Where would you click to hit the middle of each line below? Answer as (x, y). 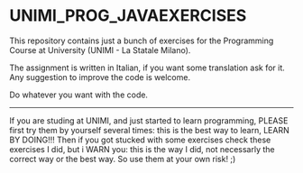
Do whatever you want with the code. (79, 95)
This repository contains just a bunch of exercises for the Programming (142, 41)
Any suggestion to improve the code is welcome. (100, 77)
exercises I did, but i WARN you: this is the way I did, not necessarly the (142, 149)
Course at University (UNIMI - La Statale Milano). (100, 50)
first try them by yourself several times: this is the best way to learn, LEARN (150, 130)
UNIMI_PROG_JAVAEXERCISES (128, 16)
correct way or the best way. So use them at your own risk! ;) (123, 159)
